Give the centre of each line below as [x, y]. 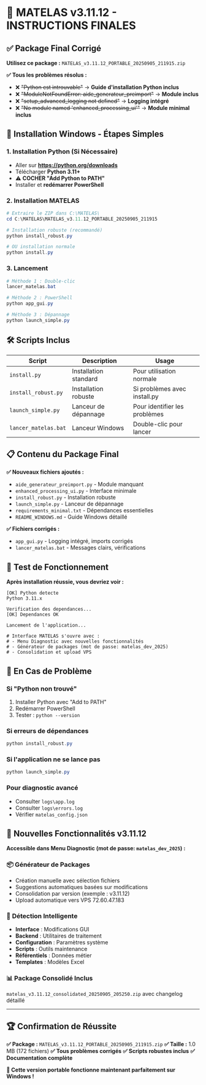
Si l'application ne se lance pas [53, 759]
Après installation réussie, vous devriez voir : [65, 582]
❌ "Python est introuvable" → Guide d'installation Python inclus [97, 87]
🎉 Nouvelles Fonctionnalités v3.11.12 [77, 833]
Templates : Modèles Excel [50, 962]
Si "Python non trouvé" [42, 689]
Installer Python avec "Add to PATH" [61, 702]
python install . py [30, 253]
